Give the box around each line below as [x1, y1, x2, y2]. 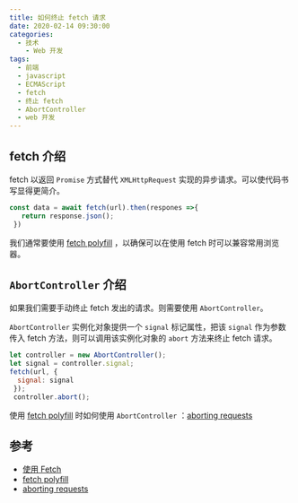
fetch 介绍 [9, 149, 66, 164]
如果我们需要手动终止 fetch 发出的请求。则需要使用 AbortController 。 [9, 302, 268, 314]
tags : [9, 55, 30, 64]
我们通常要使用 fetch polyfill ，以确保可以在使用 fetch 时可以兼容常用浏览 [9, 237, 280, 247]
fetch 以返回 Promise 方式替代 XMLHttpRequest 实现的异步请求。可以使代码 [9, 174, 281, 185]
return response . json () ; [21, 212, 115, 221]
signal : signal [17, 376, 74, 385]
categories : [9, 30, 54, 39]
